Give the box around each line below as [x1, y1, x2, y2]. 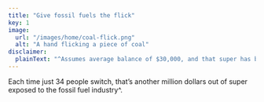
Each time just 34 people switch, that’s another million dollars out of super [8, 76, 248, 86]
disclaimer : [8, 48, 47, 56]
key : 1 [8, 19, 30, 27]
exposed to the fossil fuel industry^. [8, 85, 123, 94]
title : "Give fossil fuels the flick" [8, 11, 135, 20]
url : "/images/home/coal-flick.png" [15, 33, 135, 42]
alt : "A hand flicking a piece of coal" [15, 41, 149, 49]
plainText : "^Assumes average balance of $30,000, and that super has [15, 56, 251, 64]
